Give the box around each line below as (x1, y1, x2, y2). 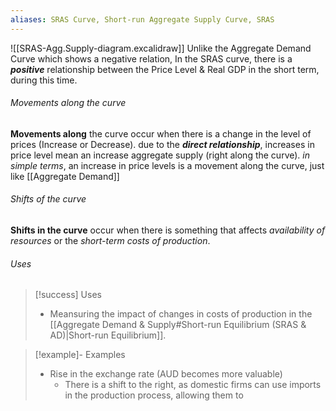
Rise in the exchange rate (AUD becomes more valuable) (49, 368, 283, 380)
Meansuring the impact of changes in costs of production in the (49, 308, 313, 320)
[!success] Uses (34, 289, 102, 301)
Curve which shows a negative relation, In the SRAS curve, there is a (10, 52, 293, 65)
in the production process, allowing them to (64, 389, 244, 401)
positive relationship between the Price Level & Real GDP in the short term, (10, 63, 320, 75)
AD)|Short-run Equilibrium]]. (49, 329, 167, 341)
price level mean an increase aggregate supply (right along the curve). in (10, 149, 310, 161)
